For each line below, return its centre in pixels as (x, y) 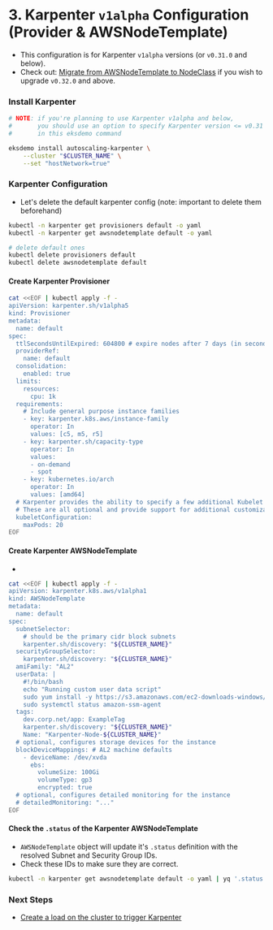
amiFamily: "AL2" (45, 667)
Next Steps (31, 899)
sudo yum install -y (58, 697)
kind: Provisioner (39, 314)
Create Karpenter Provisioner (59, 281)
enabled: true (47, 374)
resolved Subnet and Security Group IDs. (89, 855)
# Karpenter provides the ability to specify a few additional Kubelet (140, 502)
